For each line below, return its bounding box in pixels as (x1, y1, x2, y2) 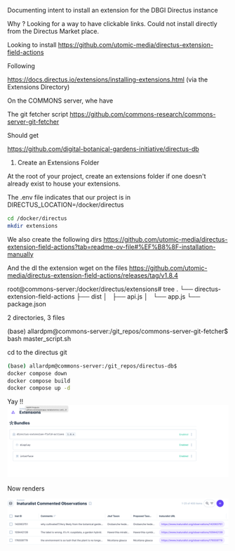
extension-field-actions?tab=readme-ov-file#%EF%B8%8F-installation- (7, 242, 216, 251)
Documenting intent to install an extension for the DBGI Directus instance (7, 6, 219, 14)
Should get (7, 131, 39, 139)
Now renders (7, 484, 45, 493)
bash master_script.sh (7, 334, 72, 343)
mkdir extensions (7, 222, 58, 229)
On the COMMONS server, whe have (7, 96, 114, 105)
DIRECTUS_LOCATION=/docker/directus (7, 200, 124, 209)
